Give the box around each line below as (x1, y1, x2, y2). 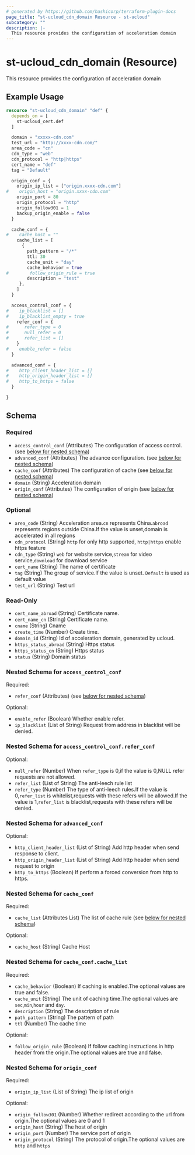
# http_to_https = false (6, 379, 75, 385)
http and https (14, 1142, 51, 1149)
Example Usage (6, 92, 64, 102)
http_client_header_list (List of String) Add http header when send (14, 844, 180, 851)
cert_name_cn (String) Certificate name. (14, 616, 109, 623)
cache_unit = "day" (27, 259, 75, 265)
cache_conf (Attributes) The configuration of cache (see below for (14, 467, 173, 474)
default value (14, 575, 47, 582)
